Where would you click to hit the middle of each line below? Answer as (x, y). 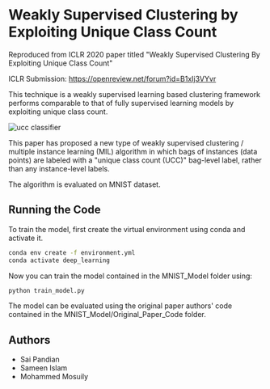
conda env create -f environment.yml (72, 252)
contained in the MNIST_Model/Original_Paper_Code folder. (107, 315)
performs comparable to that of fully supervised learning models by (121, 103)
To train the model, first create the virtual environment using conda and (127, 229)
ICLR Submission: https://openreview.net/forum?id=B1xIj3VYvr (112, 78)
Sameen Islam (44, 368)
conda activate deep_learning (59, 260)
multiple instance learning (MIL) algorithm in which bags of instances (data (133, 151)
